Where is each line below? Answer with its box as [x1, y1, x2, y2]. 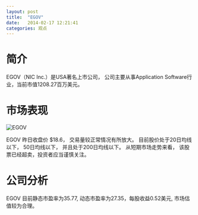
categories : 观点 [6, 25, 48, 31]
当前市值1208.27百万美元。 [16, 81, 83, 88]
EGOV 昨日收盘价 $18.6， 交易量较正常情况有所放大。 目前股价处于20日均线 [6, 136, 192, 143]
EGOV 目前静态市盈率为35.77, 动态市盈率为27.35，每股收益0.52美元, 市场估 [6, 195, 190, 202]
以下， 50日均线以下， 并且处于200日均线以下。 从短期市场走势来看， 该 [6, 144, 185, 151]
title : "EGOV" [6, 14, 44, 20]
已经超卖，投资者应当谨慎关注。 [11, 151, 90, 158]
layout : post [6, 8, 39, 15]
